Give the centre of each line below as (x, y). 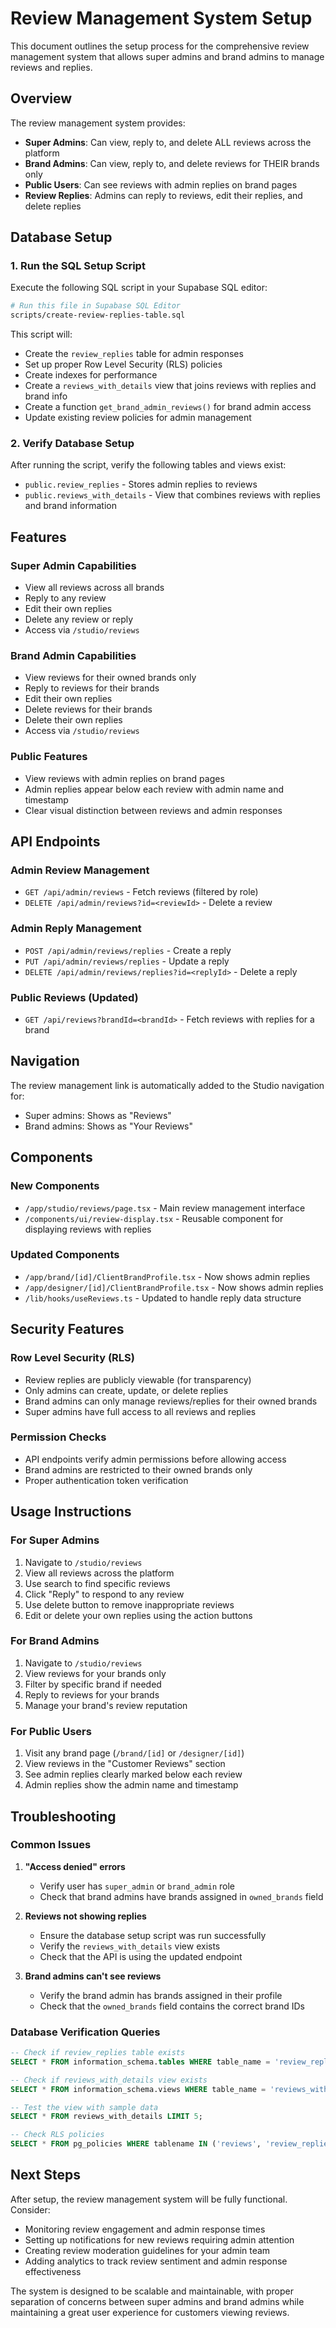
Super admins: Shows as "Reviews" (98, 1115)
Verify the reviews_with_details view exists (130, 1946)
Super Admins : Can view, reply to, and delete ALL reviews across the (168, 142)
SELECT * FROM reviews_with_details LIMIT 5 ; (106, 2117)
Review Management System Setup (161, 18)
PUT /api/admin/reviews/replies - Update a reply (127, 961)
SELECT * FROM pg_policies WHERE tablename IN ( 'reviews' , (136, 2144)
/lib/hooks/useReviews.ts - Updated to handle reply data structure (163, 1298)
